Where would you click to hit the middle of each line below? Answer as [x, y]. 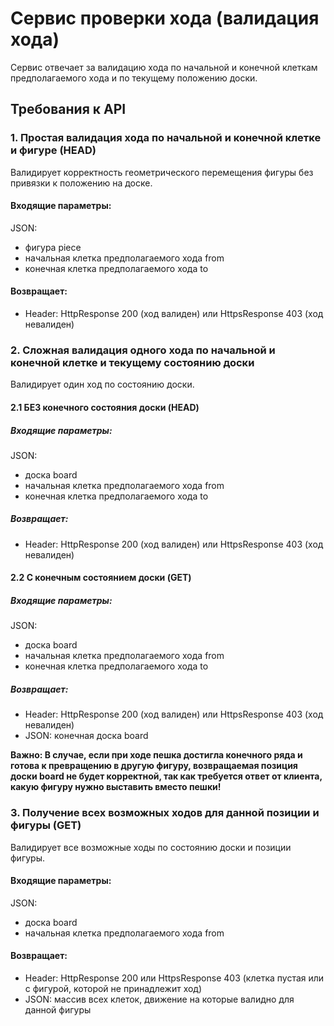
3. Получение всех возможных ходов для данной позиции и [165, 813]
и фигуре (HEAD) [53, 150]
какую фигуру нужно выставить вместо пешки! [116, 787]
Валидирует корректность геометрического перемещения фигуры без [162, 172]
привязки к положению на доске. [81, 183]
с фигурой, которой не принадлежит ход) [113, 989]
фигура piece [53, 247]
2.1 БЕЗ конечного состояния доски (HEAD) [105, 407]
